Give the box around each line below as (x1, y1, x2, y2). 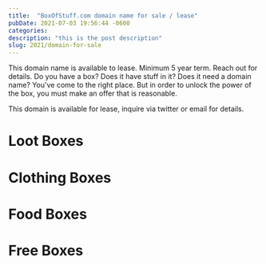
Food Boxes (8, 205, 88, 223)
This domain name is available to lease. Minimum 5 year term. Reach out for (8, 63, 258, 73)
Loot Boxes (8, 132, 84, 150)
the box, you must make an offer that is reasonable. (8, 89, 177, 98)
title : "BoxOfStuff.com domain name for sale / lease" (8, 11, 198, 20)
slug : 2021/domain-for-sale (8, 41, 102, 49)
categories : (8, 26, 48, 34)
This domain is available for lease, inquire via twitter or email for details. (8, 104, 244, 114)
